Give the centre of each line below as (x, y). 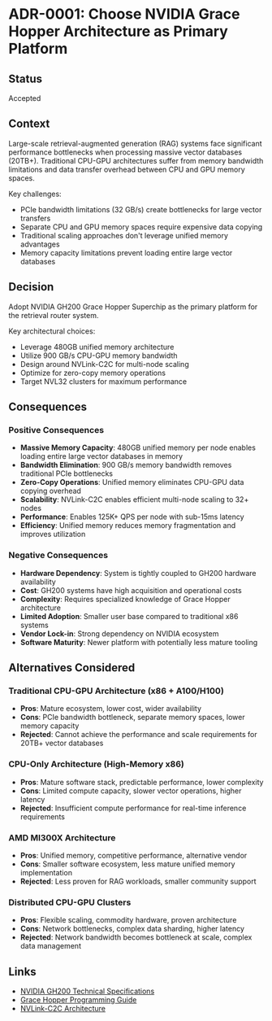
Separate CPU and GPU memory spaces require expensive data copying (141, 227)
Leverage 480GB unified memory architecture (97, 347)
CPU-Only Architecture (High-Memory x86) (96, 764)
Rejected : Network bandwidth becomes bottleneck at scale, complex (136, 937)
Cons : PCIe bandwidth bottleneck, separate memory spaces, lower (132, 718)
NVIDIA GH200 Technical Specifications (87, 991)
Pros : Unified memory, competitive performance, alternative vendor (134, 855)
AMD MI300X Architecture (62, 837)
